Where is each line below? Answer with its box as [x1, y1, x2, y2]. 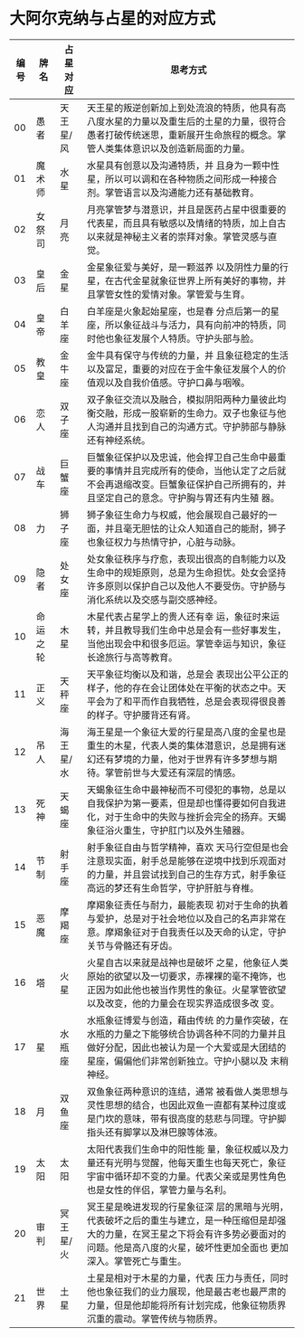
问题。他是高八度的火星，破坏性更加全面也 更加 [86, 1241, 290, 1254]
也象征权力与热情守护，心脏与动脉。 [86, 536, 242, 548]
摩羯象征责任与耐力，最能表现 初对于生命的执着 [86, 898, 290, 911]
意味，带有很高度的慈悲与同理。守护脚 [122, 1112, 287, 1124]
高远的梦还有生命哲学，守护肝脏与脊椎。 [86, 881, 260, 894]
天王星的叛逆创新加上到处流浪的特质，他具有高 [86, 101, 287, 114]
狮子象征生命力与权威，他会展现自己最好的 [86, 508, 269, 521]
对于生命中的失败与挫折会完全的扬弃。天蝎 [104, 811, 287, 823]
